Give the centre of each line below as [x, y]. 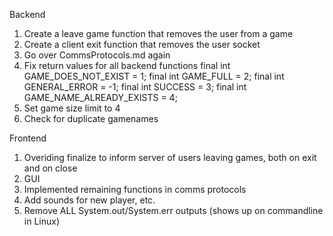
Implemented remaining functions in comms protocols [135, 189]
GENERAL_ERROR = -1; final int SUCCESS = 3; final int [135, 87]
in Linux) [42, 221]
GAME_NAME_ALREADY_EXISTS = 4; [100, 97]
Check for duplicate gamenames [91, 118]
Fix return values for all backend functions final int [127, 65]
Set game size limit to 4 [72, 108]
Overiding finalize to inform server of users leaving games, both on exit [170, 157]
